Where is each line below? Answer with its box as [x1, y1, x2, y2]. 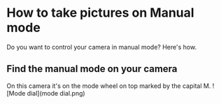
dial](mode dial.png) [27, 89, 85, 97]
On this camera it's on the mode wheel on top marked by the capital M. [6, 82, 211, 90]
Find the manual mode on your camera [6, 63, 178, 75]
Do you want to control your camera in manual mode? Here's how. [6, 43, 197, 51]
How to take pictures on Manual [6, 5, 194, 21]
